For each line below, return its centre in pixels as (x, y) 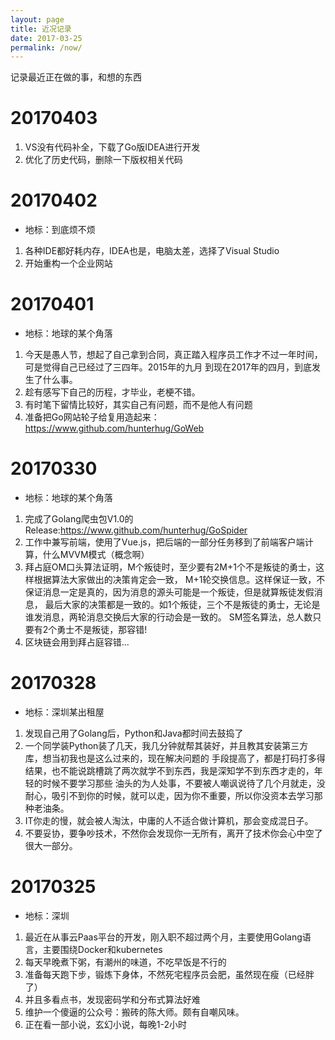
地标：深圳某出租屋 (64, 712)
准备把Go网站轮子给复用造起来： (92, 417)
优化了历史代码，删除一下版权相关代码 (103, 160)
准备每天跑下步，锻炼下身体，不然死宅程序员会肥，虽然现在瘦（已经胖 (169, 974)
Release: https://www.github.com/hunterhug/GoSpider (136, 530)
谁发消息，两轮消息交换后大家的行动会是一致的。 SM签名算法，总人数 (168, 617)
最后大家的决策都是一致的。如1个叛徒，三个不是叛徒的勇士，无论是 (182, 604)
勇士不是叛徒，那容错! (102, 629)
